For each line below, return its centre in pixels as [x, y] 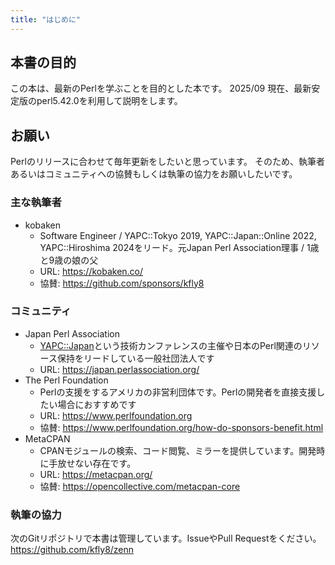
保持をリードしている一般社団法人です [135, 358]
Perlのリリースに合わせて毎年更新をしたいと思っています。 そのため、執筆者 [168, 162]
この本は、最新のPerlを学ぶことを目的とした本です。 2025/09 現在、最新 [161, 88]
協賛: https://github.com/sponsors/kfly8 [122, 283]
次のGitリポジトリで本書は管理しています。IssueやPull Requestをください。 [166, 538]
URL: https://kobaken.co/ [91, 271]
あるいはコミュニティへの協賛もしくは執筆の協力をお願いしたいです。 [154, 174]
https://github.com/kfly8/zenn [72, 550]
